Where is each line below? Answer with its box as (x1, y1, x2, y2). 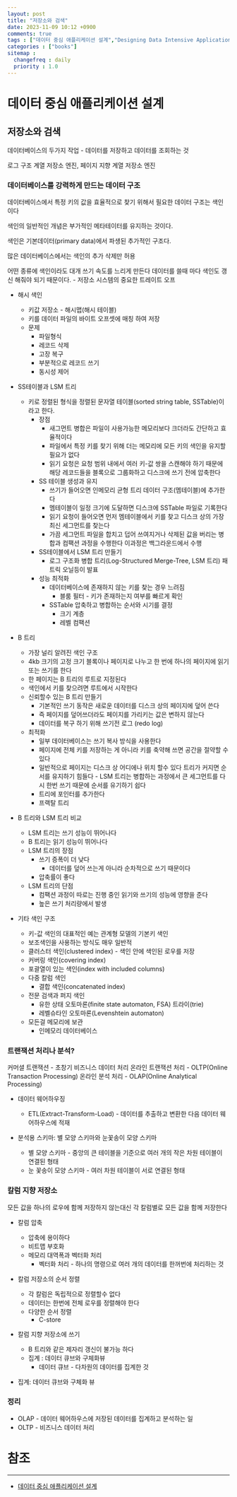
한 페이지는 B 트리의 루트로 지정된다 (28, 674, 127, 683)
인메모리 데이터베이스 (38, 1026, 98, 1035)
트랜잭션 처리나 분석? (7, 1045, 75, 1055)
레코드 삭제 (38, 341, 69, 349)
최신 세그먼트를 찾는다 (49, 521, 110, 529)
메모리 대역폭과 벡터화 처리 (28, 1250, 102, 1259)
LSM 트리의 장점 (28, 846, 74, 855)
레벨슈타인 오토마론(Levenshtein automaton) (38, 1009, 164, 1017)
